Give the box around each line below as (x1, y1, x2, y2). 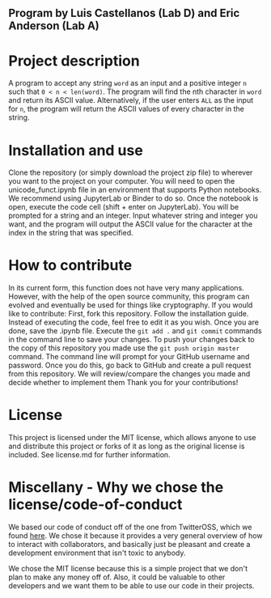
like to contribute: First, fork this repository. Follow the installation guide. (8, 309, 249, 319)
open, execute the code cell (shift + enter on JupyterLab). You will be (8, 202, 239, 212)
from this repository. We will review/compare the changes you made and (8, 369, 251, 379)
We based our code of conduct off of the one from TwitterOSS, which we (8, 522, 252, 532)
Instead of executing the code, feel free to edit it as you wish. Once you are (8, 317, 259, 327)
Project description (8, 52, 140, 70)
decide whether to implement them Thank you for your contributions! (8, 378, 239, 388)
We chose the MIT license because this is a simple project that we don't (8, 564, 248, 574)
